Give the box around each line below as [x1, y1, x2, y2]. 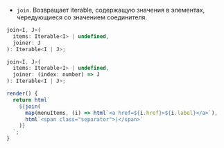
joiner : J [12, 39, 41, 46]
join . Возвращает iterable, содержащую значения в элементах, [16, 6, 205, 14]
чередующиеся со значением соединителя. [16, 13, 147, 21]
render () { [6, 90, 38, 97]
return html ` [12, 96, 51, 103]
